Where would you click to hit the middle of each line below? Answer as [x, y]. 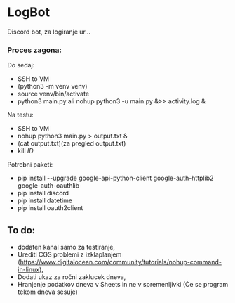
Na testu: [20, 115]
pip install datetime [45, 200]
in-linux [28, 270]
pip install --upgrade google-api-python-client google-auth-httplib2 [115, 178]
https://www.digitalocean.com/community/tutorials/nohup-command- [121, 262]
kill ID [25, 151]
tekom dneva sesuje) [48, 292]
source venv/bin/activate [53, 94]
